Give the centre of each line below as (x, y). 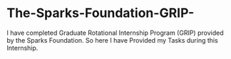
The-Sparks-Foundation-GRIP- (101, 13)
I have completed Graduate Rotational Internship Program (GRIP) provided (115, 33)
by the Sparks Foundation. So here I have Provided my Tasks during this (112, 40)
